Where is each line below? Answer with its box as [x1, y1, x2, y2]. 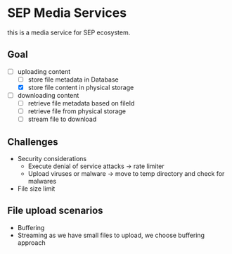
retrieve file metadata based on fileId [27, 99, 135, 107]
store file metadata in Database [27, 75, 120, 84]
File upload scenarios [7, 205, 103, 217]
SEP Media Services [7, 5, 127, 21]
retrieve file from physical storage [27, 107, 127, 115]
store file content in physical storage [27, 83, 134, 91]
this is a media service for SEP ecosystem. [7, 28, 131, 37]
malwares [27, 177, 57, 185]
